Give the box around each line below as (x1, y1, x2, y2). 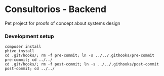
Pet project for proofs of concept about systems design (5, 20, 120, 26)
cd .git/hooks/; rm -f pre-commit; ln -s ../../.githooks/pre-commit (5, 53, 155, 58)
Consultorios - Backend (5, 4, 107, 15)
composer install (5, 44, 42, 49)
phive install (5, 49, 35, 54)
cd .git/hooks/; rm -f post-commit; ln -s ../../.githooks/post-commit (5, 62, 159, 67)
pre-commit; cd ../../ (5, 57, 53, 62)
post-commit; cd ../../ (5, 66, 55, 71)
